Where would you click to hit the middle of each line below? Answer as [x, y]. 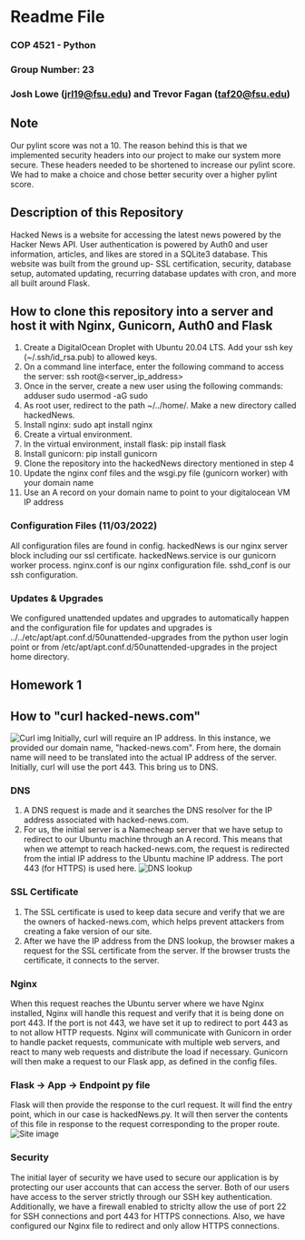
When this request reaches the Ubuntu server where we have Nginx [137, 1003]
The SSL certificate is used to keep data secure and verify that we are [154, 912]
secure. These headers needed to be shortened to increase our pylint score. [153, 165]
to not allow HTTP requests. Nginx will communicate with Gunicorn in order [151, 1033]
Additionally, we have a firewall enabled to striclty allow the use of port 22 [148, 1206]
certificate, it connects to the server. [91, 960]
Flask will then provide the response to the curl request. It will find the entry [152, 1105]
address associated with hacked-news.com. [106, 820]
